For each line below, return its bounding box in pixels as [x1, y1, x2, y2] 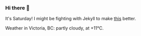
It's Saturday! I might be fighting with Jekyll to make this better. [5, 16, 136, 22]
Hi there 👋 [5, 4, 30, 11]
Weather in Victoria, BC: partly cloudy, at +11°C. [5, 25, 104, 31]
